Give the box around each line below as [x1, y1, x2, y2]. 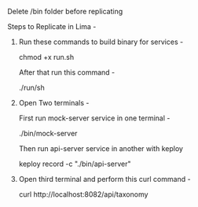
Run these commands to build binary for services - [18, 37, 184, 46]
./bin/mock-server [18, 129, 78, 138]
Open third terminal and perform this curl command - [18, 175, 191, 183]
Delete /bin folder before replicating [7, 7, 123, 16]
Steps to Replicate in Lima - [7, 22, 97, 31]
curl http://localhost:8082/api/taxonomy [18, 190, 148, 199]
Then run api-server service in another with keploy [18, 144, 184, 153]
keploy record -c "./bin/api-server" [18, 159, 131, 168]
